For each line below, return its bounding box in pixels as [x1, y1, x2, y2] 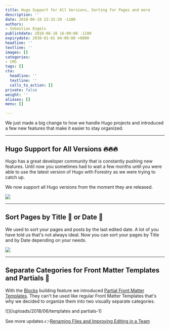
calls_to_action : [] [10, 83, 53, 88]
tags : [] [5, 64, 24, 69]
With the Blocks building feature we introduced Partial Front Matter [5, 287, 145, 294]
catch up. [5, 174, 25, 180]
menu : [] [5, 102, 24, 107]
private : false [5, 87, 37, 93]
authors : [5, 21, 24, 27]
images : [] [5, 50, 28, 55]
